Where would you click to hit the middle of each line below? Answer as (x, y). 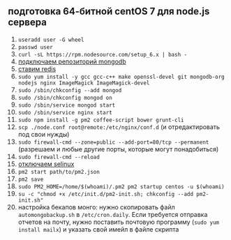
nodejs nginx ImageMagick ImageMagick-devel (84, 83)
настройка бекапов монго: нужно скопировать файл (96, 207)
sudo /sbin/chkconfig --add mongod (70, 90)
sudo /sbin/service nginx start (65, 112)
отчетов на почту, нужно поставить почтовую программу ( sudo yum (118, 222)
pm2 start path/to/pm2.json (59, 172)
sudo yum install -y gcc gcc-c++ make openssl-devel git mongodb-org (121, 77)
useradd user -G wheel (51, 40)
